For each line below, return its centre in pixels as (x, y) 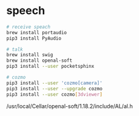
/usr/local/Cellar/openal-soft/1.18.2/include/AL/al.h (69, 106)
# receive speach (28, 27)
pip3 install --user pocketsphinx (51, 67)
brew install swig (30, 55)
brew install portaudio (37, 32)
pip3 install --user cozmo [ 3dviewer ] (54, 94)
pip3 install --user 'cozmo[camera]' (54, 83)
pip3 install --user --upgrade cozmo (54, 89)
